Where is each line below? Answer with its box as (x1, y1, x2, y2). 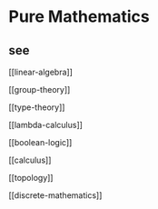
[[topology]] (8, 173, 54, 183)
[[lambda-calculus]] (8, 120, 84, 130)
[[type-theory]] (8, 102, 65, 113)
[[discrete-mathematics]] (8, 190, 103, 201)
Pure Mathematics (8, 6, 151, 27)
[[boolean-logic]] (8, 137, 73, 147)
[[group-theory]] (8, 85, 71, 95)
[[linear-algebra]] (8, 66, 74, 77)
